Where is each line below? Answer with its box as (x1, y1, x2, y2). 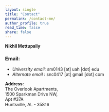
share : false (5, 30, 32, 35)
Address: (5, 81, 24, 87)
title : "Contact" (5, 12, 40, 17)
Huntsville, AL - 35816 (5, 102, 50, 108)
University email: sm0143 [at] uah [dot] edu (12, 66, 100, 72)
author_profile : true (5, 20, 49, 26)
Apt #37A (5, 96, 24, 102)
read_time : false (5, 25, 40, 30)
